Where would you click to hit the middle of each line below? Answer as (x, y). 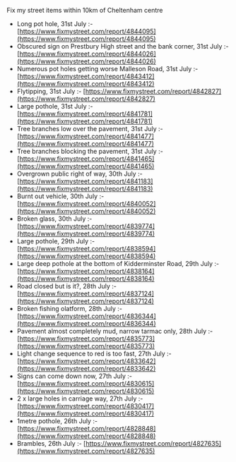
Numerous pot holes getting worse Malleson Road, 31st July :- (107, 69)
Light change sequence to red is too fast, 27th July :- (94, 353)
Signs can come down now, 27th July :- (74, 376)
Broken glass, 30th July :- (54, 219)
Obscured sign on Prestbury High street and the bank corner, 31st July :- (123, 46)
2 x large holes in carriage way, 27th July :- (80, 399)
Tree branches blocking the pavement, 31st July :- (90, 151)
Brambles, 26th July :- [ (51, 443)
